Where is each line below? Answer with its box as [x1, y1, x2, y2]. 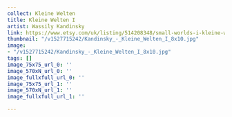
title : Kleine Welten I [7, 17, 76, 23]
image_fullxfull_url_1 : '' [7, 94, 85, 100]
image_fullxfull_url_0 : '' [7, 74, 85, 81]
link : [7, 29, 23, 36]
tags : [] [7, 55, 32, 62]
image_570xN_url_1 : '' [7, 87, 72, 94]
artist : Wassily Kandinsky [7, 23, 85, 30]
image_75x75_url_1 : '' [7, 81, 72, 87]
